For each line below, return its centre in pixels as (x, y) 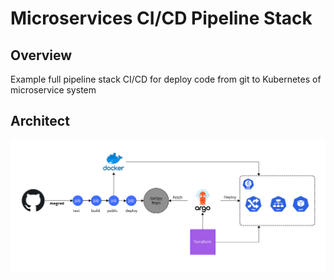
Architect (40, 121)
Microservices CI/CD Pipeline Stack (161, 18)
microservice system (53, 90)
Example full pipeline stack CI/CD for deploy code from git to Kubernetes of (166, 79)
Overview (41, 55)
